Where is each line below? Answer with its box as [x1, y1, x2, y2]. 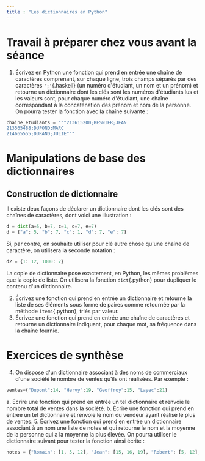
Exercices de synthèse [6, 348, 124, 362]
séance [6, 48, 45, 62]
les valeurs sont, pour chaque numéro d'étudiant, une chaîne [15, 94, 169, 102]
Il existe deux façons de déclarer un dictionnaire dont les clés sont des [6, 205, 184, 212]
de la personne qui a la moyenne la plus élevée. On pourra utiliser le [6, 430, 177, 438]
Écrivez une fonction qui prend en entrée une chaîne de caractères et [15, 313, 190, 321]
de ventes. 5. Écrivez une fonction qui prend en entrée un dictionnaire [6, 418, 182, 425]
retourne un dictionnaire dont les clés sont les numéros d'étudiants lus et [15, 88, 199, 96]
